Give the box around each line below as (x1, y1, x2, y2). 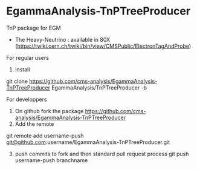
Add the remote (15, 120, 54, 128)
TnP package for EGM (6, 24, 62, 31)
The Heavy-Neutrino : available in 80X (15, 36, 111, 43)
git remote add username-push (6, 132, 84, 139)
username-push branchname (15, 156, 88, 164)
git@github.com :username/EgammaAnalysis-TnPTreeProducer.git (6, 138, 170, 146)
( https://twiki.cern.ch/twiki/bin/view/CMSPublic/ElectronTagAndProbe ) (15, 42, 192, 50)
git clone (6, 77, 28, 85)
